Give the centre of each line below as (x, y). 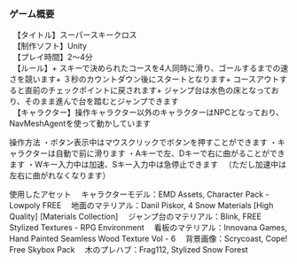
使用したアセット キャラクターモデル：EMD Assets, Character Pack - (139, 194)
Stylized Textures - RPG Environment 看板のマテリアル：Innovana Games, (148, 228)
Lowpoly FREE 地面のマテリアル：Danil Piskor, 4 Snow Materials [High (141, 206)
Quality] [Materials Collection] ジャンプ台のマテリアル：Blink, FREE (135, 217)
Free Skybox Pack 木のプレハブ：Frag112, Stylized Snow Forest (129, 250)
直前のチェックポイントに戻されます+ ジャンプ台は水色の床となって (148, 90)
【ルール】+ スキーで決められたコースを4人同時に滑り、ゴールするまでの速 (152, 68)
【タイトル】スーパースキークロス (77, 35)
